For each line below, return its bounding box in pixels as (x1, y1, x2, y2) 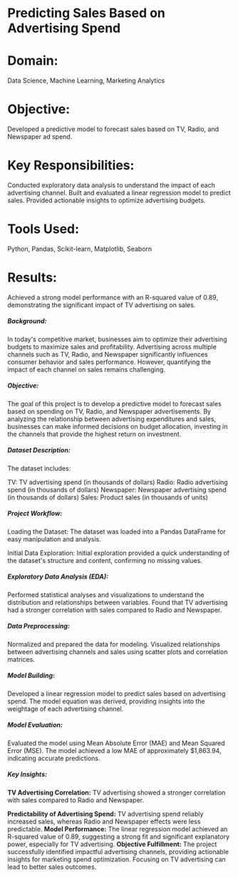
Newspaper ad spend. (7, 133, 73, 141)
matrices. (7, 655, 36, 663)
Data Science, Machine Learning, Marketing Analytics (7, 76, 165, 85)
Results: (7, 269, 57, 286)
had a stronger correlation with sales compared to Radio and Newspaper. (7, 606, 222, 614)
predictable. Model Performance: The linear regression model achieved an (7, 824, 228, 833)
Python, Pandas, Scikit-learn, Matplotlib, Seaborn (7, 244, 152, 253)
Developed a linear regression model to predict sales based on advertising (7, 689, 226, 697)
